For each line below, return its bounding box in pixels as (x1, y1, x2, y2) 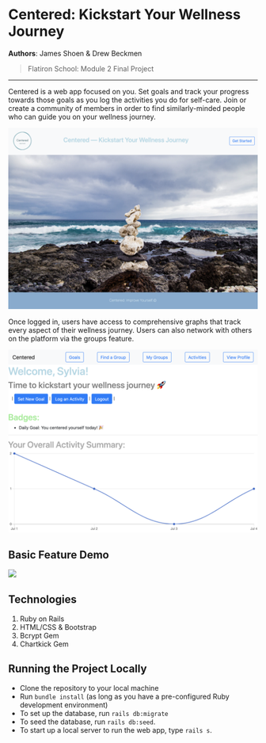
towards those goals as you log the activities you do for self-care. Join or (8, 95, 247, 105)
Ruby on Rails (19, 614, 65, 623)
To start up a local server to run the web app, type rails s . (19, 725, 212, 734)
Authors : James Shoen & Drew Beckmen (8, 48, 142, 58)
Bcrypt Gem (19, 631, 59, 640)
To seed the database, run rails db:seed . (19, 717, 156, 726)
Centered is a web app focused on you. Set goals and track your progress (8, 86, 249, 96)
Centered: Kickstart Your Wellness (8, 6, 241, 24)
